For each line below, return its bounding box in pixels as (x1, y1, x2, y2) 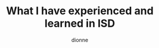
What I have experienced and (6, 4, 154, 18)
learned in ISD (44, 17, 116, 30)
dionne (71, 36, 89, 43)
